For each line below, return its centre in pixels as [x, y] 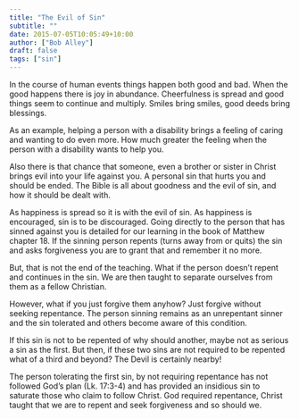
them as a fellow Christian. [58, 286]
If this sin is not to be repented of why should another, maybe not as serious [149, 340]
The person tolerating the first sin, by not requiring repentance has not [139, 377]
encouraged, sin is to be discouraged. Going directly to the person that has [147, 222]
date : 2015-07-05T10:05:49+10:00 [71, 34]
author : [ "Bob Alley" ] [51, 42]
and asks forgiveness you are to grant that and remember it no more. [136, 250]
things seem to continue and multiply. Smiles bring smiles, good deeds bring [149, 103]
